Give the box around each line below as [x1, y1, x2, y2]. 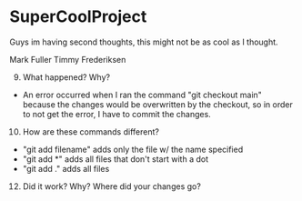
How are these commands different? [22, 126, 159, 137]
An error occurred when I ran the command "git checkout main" [22, 89, 262, 100]
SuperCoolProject [9, 6, 147, 27]
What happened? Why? [22, 71, 111, 83]
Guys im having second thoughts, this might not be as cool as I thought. [9, 36, 279, 47]
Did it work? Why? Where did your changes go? [22, 180, 202, 192]
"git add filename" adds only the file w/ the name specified [22, 144, 244, 155]
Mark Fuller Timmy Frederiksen [9, 54, 126, 65]
